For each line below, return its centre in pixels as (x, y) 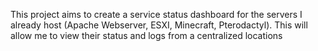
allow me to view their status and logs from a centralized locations (146, 35)
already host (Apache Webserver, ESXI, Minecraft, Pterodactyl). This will (159, 25)
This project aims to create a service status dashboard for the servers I (156, 14)
